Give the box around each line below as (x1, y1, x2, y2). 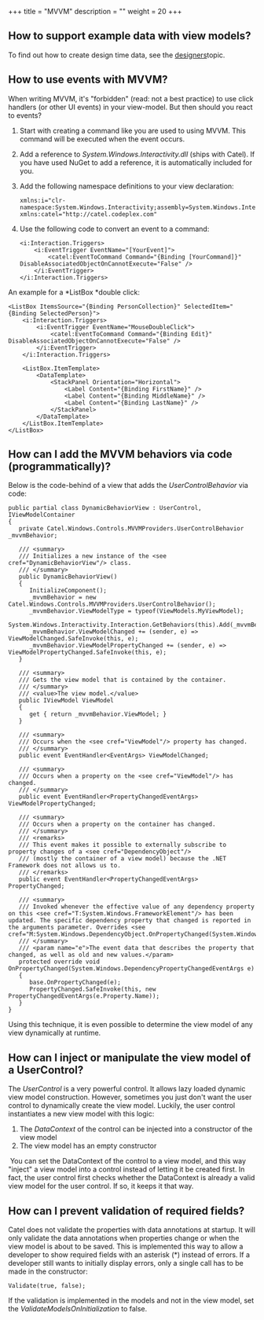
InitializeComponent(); (28, 587, 108, 595)
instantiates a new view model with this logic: (8, 1109, 155, 1119)
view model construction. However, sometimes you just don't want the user (8, 1092, 252, 1102)
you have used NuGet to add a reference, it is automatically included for (19, 157, 253, 167)
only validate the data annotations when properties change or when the (8, 1234, 240, 1243)
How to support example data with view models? (8, 29, 251, 42)
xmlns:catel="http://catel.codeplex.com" (19, 210, 157, 218)
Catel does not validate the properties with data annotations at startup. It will (8, 1225, 255, 1234)
